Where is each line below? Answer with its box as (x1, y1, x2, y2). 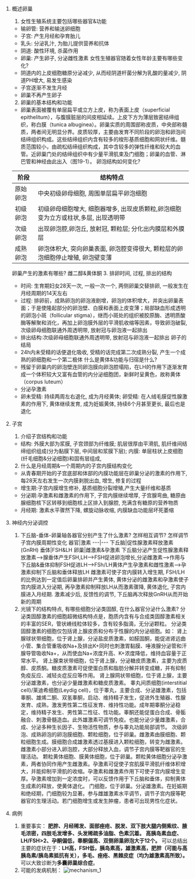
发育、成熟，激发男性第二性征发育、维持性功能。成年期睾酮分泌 (20, 701, 176, 708)
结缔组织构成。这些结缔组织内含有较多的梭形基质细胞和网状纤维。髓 (20, 136, 186, 143)
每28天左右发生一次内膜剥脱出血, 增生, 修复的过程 (20, 477, 141, 484)
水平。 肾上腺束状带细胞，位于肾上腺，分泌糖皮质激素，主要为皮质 (25, 657, 187, 664)
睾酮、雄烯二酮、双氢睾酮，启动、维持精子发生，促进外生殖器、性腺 (20, 694, 186, 701)
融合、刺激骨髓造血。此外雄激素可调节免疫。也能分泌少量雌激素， (20, 716, 181, 723)
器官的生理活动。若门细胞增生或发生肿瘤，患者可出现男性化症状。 (20, 798, 181, 804)
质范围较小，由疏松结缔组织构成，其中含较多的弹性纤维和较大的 (20, 143, 176, 150)
